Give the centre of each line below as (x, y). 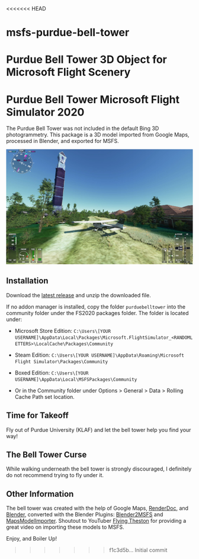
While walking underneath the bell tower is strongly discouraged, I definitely (99, 469)
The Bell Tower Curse (46, 454)
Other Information (40, 494)
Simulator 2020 (45, 112)
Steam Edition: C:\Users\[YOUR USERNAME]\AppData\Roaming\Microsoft (99, 355)
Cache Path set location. (45, 396)
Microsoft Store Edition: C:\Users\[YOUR (63, 331)
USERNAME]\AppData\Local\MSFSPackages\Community (76, 379)
